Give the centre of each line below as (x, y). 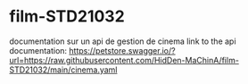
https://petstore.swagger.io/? (122, 50)
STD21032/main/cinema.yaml (63, 70)
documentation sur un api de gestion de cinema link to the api (123, 41)
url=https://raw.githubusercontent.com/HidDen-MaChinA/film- (124, 60)
